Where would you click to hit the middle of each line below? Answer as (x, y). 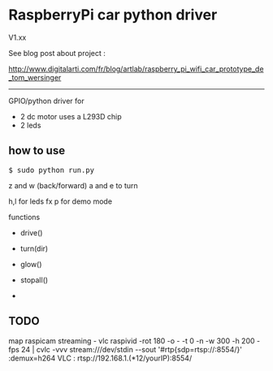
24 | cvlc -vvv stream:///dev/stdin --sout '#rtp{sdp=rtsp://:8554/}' (132, 349)
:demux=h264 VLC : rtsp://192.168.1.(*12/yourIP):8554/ (100, 358)
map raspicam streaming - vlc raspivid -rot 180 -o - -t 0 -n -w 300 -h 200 (132, 341)
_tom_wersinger (35, 77)
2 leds (30, 125)
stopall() (34, 280)
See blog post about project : (57, 53)
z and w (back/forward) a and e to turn (73, 185)
